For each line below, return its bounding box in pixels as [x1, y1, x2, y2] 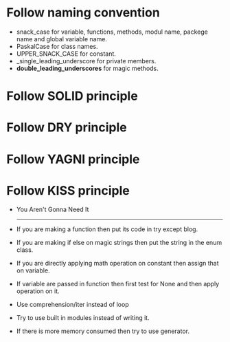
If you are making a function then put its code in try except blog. [16, 225, 198, 233]
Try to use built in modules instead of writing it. [16, 314, 150, 322]
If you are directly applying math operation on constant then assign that [16, 259, 219, 268]
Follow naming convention [6, 5, 161, 21]
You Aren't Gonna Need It [16, 205, 89, 214]
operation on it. [16, 287, 60, 295]
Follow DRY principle [6, 120, 128, 136]
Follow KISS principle [6, 182, 130, 198]
